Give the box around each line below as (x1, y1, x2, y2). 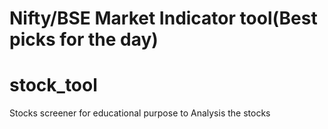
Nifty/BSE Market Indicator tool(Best (9, 7, 318, 30)
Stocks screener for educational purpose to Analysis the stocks (9, 107, 271, 119)
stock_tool (9, 74, 98, 97)
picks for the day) (9, 28, 159, 51)
